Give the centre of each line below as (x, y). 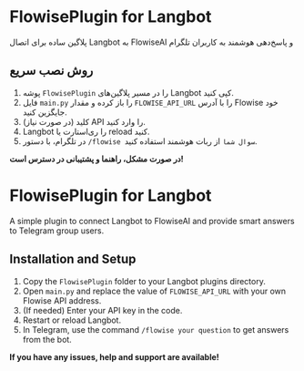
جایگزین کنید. (45, 112)
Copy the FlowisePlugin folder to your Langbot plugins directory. (144, 281)
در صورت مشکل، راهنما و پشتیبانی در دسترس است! (96, 159)
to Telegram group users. (57, 231)
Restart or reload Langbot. (71, 320)
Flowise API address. (62, 300)
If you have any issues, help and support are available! (115, 356)
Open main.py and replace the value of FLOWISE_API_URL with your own (154, 291)
